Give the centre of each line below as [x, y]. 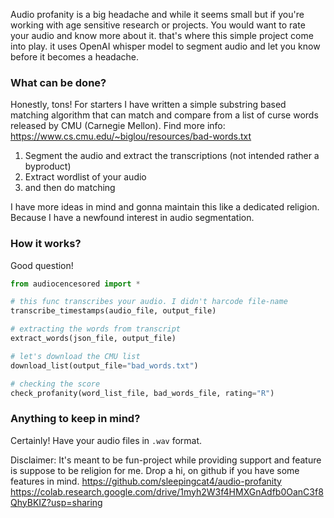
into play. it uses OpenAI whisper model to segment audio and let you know [165, 46]
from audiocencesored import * [75, 284]
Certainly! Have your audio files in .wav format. [106, 440]
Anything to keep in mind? [75, 419]
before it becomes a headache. [74, 57]
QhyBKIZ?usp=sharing [56, 502]
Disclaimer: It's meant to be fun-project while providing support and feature [166, 460]
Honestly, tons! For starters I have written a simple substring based [148, 105]
